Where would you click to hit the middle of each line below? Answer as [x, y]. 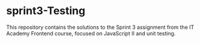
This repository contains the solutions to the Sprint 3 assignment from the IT [100, 27]
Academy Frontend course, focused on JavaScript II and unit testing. [91, 33]
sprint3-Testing [46, 11]
